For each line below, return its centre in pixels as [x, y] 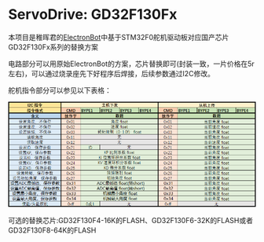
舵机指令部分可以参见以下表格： [60, 90]
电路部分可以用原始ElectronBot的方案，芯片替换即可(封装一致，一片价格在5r [132, 64]
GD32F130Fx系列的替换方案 [53, 47]
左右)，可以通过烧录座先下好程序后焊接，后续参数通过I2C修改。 [111, 73]
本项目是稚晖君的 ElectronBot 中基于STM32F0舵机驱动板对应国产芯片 [119, 37]
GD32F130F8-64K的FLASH [52, 230]
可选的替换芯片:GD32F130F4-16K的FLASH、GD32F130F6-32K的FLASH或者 [131, 220]
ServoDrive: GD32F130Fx [93, 15]
